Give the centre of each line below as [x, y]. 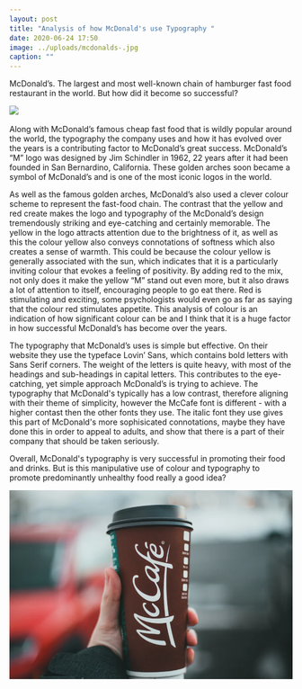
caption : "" [31, 57]
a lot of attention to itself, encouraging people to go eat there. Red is [136, 290]
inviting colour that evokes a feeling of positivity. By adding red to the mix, [147, 271]
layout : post [34, 19]
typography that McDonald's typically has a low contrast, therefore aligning [149, 394]
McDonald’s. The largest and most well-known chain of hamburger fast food [151, 84]
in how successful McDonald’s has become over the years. [118, 328]
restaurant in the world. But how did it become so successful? [124, 94]
